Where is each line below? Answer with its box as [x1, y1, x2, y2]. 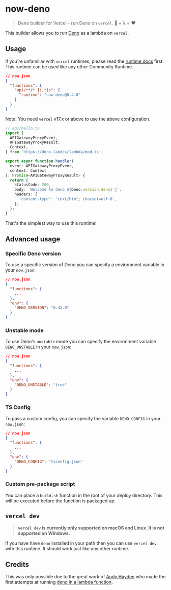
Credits [5, 560, 30, 569]
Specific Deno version [5, 250, 61, 257]
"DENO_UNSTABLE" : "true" [14, 382, 67, 388]
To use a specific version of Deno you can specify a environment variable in [5, 262, 164, 268]
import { [5, 131, 24, 136]
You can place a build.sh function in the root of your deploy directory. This [5, 492, 163, 498]
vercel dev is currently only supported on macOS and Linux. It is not [17, 525, 164, 531]
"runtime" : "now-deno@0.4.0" [18, 92, 81, 97]
